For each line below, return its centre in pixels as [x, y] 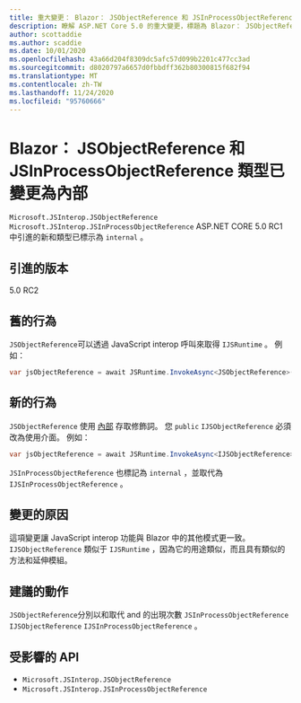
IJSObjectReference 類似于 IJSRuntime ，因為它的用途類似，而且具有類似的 [147, 549]
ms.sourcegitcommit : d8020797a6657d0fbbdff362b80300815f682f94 [130, 68]
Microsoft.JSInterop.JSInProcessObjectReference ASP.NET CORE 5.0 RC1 [146, 226]
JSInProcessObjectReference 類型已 [147, 171]
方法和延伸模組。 [41, 560]
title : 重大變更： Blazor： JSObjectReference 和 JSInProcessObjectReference [153, 18]
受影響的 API [44, 657]
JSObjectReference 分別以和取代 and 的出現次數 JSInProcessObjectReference [149, 615]
